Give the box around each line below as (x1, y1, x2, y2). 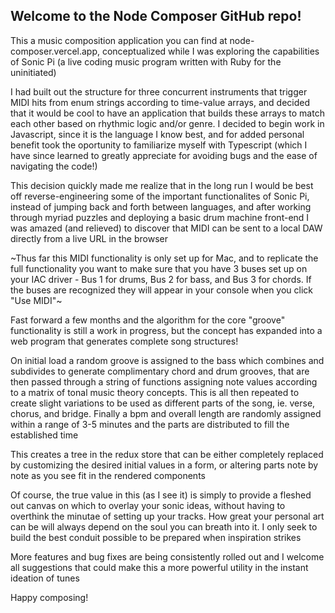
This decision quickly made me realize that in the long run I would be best (10, 179, 314, 191)
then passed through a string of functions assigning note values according (10, 375, 318, 388)
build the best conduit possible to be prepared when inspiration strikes (10, 531, 302, 543)
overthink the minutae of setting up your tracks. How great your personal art (10, 510, 325, 522)
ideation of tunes (10, 572, 80, 584)
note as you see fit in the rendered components (10, 469, 206, 481)
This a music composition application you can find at (10, 34, 228, 46)
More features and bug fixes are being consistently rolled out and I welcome (10, 550, 325, 563)
